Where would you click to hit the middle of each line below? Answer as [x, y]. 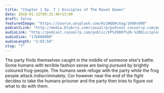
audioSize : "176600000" [29, 37]
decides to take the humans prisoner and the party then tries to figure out [79, 81]
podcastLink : [18, 28]
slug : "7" [15, 46]
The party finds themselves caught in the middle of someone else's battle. [80, 60]
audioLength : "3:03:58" [29, 42]
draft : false [18, 19]
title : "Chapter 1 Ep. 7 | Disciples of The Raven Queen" [65, 10]
